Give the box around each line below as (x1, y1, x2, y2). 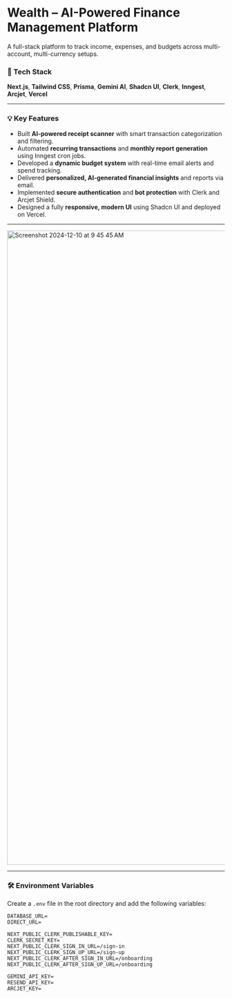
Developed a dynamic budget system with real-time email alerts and (17, 159, 214, 167)
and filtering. (17, 137, 54, 145)
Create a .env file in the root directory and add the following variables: (7, 899, 206, 907)
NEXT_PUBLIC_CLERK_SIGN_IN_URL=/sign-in (7, 942, 126, 950)
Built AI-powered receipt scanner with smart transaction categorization (17, 129, 222, 137)
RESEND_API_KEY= (7, 979, 54, 986)
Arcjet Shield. (17, 195, 56, 204)
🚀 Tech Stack (7, 67, 52, 77)
